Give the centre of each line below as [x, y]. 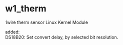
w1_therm [26, 9]
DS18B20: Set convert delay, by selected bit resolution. [62, 37]
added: [12, 32]
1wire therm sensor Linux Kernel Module [47, 22]
